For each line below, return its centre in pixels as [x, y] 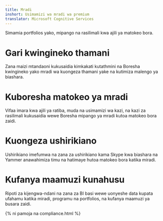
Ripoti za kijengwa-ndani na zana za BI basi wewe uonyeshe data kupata [79, 193]
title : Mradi [19, 10]
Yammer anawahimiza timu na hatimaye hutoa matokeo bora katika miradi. [81, 160]
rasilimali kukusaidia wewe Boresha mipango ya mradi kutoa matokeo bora [81, 116]
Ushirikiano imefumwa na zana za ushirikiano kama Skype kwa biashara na [81, 155]
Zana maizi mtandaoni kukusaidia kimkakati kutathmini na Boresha [73, 67]
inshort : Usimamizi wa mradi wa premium [47, 14]
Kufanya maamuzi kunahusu [65, 180]
